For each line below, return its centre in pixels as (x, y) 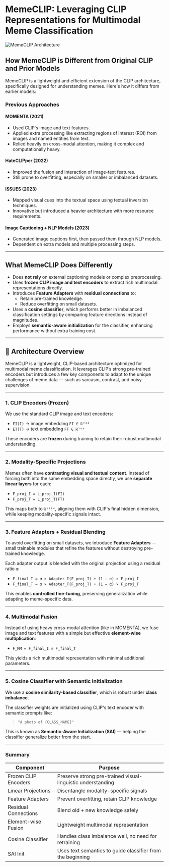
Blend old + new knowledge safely (98, 810)
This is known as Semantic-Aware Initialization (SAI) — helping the (75, 731)
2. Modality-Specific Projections (46, 462)
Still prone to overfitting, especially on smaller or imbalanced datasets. (85, 177)
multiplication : (21, 639)
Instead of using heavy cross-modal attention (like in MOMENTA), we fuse (82, 628)
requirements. (27, 216)
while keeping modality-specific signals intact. (53, 514)
